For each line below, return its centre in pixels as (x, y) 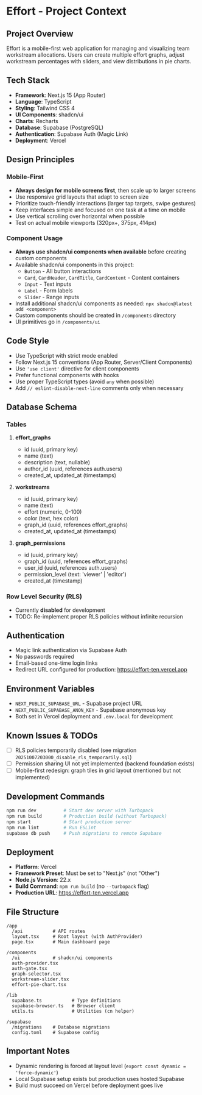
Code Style (28, 341)
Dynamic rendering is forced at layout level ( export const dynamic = (101, 1066)
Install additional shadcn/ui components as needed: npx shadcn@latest (104, 303)
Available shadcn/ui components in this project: (75, 264)
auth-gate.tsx (30, 969)
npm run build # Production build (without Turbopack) (87, 816)
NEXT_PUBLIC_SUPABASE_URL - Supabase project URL (79, 703)
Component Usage (35, 238)
